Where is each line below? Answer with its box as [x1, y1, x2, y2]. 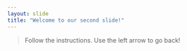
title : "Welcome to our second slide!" [7, 17, 125, 24]
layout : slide [7, 10, 49, 17]
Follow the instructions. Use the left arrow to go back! [24, 36, 181, 44]
